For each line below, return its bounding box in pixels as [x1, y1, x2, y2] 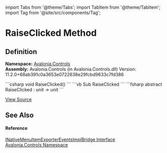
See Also [5, 111, 34, 120]
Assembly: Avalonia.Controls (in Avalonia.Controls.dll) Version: [5, 66, 137, 72]
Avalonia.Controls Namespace [5, 141, 68, 148]
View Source [5, 96, 32, 103]
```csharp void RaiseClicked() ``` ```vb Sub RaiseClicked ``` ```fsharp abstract [5, 81, 162, 87]
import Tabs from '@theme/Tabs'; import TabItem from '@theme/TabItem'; [5, 5, 161, 10]
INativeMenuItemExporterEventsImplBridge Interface [5, 136, 115, 142]
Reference [5, 125, 28, 131]
